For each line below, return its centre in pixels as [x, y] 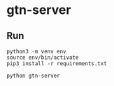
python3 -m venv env [37, 51]
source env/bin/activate [43, 58]
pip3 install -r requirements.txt [57, 64]
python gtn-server [33, 76]
